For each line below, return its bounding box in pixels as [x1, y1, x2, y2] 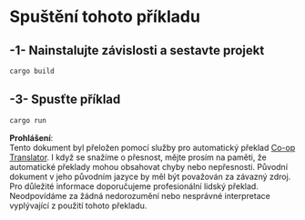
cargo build [9, 66, 55, 75]
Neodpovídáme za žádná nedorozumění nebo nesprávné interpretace [9, 190, 270, 201]
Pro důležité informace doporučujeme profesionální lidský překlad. [9, 180, 259, 192]
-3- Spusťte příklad [9, 92, 121, 107]
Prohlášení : [9, 132, 54, 143]
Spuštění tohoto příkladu [9, 6, 200, 27]
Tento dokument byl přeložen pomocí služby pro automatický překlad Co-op [9, 142, 296, 153]
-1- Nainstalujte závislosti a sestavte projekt [9, 43, 265, 58]
